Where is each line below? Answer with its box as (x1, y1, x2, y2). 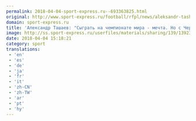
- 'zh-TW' (8, 90, 33, 95)
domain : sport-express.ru (6, 19, 69, 25)
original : (6, 14, 30, 20)
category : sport (6, 41, 45, 47)
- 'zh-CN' (8, 84, 33, 90)
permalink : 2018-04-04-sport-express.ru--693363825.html (6, 8, 148, 15)
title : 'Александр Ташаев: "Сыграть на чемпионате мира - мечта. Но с (6, 24, 181, 31)
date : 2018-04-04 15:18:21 (6, 35, 72, 41)
